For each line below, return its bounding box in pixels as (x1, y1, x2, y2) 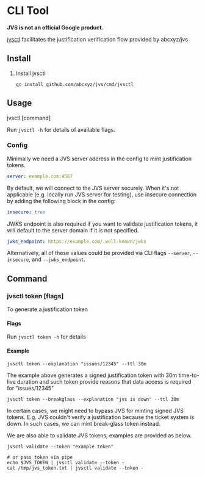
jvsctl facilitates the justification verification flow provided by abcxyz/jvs (7, 35, 189, 43)
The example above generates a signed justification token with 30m (7, 371, 178, 379)
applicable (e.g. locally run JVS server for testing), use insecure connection (7, 190, 197, 198)
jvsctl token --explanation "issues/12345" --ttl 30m (7, 360, 147, 367)
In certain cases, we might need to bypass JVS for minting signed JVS (7, 407, 184, 414)
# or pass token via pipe (7, 454, 73, 461)
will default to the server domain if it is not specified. (7, 226, 139, 234)
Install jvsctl (15, 70, 46, 77)
